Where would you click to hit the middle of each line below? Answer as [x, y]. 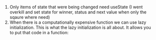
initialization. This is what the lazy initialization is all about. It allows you [80, 27]
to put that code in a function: [39, 33]
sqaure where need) [30, 17]
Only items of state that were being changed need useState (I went [76, 7]
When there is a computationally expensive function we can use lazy [78, 22]
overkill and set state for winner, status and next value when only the [78, 12]
